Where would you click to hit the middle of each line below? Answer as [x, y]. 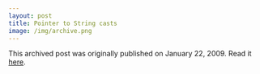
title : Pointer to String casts [63, 23]
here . [17, 62]
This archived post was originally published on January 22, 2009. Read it [130, 54]
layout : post [30, 16]
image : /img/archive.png [50, 31]
